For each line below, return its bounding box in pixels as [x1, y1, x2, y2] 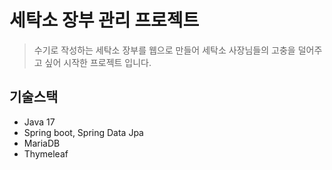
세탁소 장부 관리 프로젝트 [9, 9, 200, 32]
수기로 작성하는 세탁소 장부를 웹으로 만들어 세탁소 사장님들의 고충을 [33, 44, 296, 56]
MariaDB [23, 137, 61, 149]
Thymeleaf [23, 147, 69, 160]
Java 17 [23, 116, 56, 128]
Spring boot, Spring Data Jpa [23, 126, 144, 138]
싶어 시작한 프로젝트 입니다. [44, 56, 152, 68]
